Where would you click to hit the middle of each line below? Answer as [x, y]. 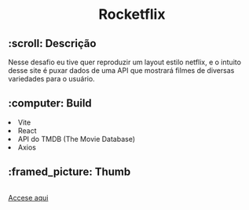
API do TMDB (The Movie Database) [77, 139]
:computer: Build [50, 103]
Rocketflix [132, 14]
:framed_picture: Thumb [70, 172]
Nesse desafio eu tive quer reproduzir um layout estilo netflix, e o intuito [125, 62]
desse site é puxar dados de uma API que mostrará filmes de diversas [121, 71]
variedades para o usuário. [52, 79]
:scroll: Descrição [52, 43]
